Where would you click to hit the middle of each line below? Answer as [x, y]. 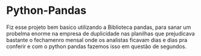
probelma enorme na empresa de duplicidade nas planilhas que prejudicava [101, 33]
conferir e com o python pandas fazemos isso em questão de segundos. [97, 46]
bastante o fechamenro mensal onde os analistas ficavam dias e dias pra [97, 40]
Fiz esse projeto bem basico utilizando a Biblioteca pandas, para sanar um [99, 27]
